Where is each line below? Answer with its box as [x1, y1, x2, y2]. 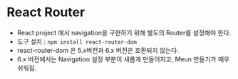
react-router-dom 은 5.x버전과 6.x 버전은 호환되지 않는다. [16, 46, 179, 54]
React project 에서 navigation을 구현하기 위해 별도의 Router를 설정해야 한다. [16, 28, 232, 37]
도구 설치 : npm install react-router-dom [16, 37, 137, 46]
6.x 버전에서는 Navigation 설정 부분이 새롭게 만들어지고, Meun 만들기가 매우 [16, 54, 230, 63]
